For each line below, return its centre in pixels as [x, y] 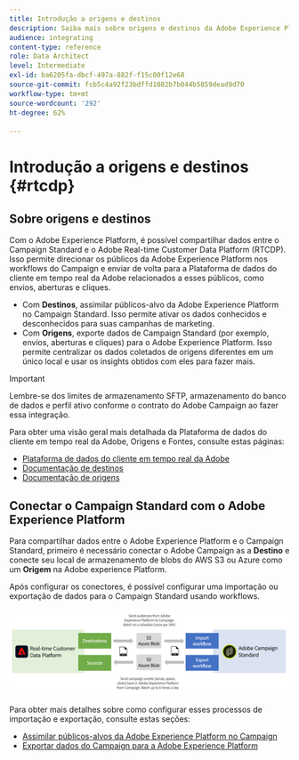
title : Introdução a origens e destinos [85, 19]
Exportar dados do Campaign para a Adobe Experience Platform [140, 746]
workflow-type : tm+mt [49, 93]
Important [27, 379]
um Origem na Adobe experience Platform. [88, 570]
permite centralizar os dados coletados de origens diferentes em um [148, 352]
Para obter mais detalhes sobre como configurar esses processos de [136, 710]
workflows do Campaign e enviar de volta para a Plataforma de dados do [143, 269]
